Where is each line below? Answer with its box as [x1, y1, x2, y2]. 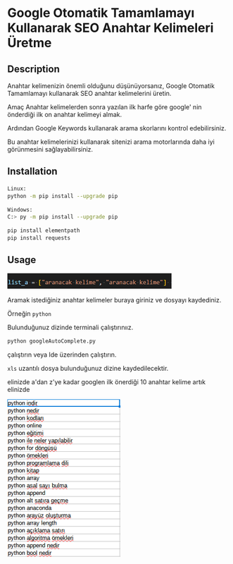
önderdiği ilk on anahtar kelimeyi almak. [7, 111, 122, 118]
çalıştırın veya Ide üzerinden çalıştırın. [7, 350, 117, 359]
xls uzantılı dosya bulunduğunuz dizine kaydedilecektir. [7, 364, 169, 372]
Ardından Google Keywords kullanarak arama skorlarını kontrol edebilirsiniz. [7, 124, 227, 132]
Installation [7, 166, 58, 178]
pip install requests [7, 235, 71, 242]
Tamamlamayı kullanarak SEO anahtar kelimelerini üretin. [7, 90, 172, 97]
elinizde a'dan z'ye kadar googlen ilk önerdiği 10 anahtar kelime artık [7, 377, 206, 386]
